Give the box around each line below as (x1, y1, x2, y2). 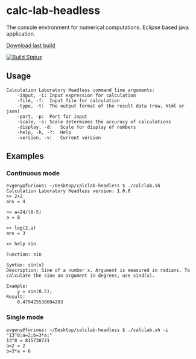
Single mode (6, 313, 44, 322)
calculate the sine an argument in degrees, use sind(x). (6, 273, 155, 279)
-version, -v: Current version (17, 134, 101, 141)
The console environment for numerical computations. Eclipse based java (6, 24, 189, 31)
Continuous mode (6, 169, 60, 178)
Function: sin (6, 251, 42, 257)
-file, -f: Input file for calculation (17, 97, 120, 103)
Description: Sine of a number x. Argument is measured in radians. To (6, 267, 190, 274)
